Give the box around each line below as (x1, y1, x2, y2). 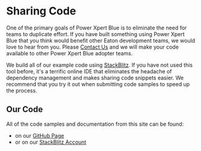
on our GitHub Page (14, 132, 64, 139)
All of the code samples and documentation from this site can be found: (6, 120, 184, 128)
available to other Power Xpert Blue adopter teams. (6, 49, 133, 57)
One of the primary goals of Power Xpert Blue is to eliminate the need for (6, 24, 187, 31)
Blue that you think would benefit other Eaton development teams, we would (6, 37, 196, 44)
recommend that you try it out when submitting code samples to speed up (6, 80, 190, 88)
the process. (6, 87, 37, 94)
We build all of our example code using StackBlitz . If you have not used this (6, 61, 193, 69)
